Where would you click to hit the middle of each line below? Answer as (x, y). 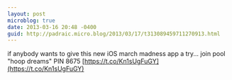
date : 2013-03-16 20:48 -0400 (52, 27)
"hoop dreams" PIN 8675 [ (46, 62)
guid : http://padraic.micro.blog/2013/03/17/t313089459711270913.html (114, 34)
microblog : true (31, 21)
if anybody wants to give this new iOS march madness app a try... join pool (116, 54)
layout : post (27, 14)
